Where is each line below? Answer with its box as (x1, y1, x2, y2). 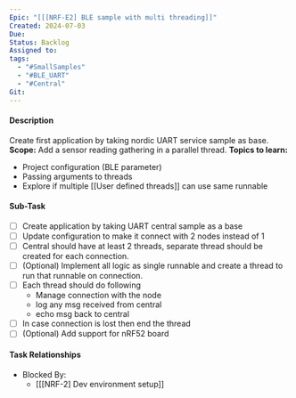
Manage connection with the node (35, 290, 162, 301)
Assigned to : (9, 46, 58, 55)
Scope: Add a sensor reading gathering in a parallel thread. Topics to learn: (9, 144, 288, 155)
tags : (9, 54, 29, 63)
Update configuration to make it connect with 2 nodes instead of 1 (21, 231, 265, 241)
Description (9, 115, 54, 126)
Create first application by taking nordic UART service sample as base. (9, 134, 269, 145)
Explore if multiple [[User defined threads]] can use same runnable (21, 180, 268, 191)
